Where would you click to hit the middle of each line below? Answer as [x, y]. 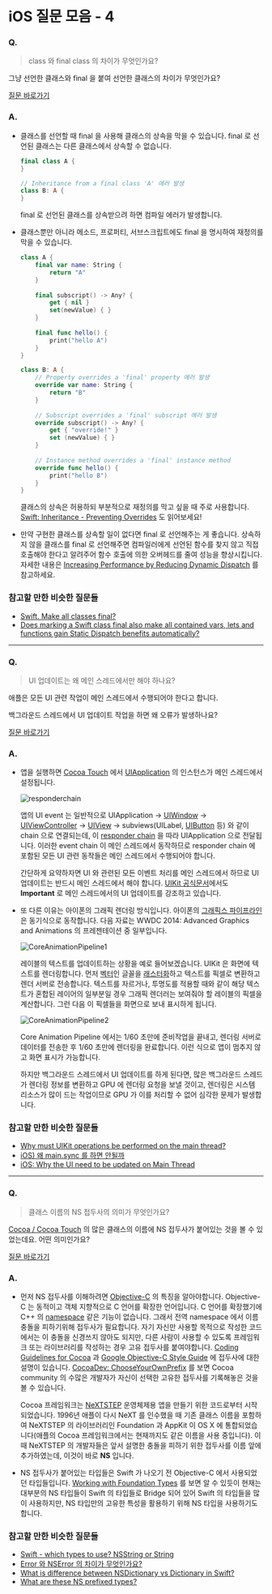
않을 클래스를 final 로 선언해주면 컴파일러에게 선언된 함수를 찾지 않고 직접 [144, 544]
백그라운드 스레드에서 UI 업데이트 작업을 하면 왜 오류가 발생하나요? [113, 714]
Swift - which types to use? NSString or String [97, 1554]
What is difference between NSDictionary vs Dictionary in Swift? [127, 1573]
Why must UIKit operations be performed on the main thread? [123, 1146]
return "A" [68, 272]
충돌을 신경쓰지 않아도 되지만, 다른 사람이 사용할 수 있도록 [141, 1337]
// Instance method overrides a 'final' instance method [133, 460]
